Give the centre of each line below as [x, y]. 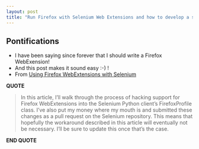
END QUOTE [21, 141]
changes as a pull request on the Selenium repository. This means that [107, 116]
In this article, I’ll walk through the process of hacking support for [100, 97]
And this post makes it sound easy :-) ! [62, 68]
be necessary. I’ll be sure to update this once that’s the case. [94, 129]
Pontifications [33, 41]
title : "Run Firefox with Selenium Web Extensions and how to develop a [98, 17]
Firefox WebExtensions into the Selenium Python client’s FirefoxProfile [106, 104]
